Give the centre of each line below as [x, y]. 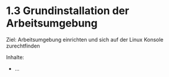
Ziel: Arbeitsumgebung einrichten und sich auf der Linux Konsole [85, 39]
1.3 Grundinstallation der [68, 11]
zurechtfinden [23, 46]
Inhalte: [15, 57]
